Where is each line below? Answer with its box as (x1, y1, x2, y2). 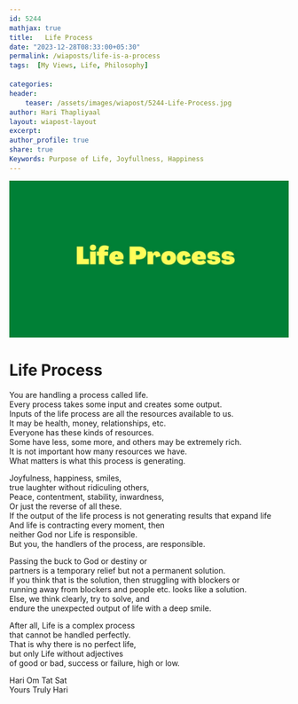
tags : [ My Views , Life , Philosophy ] (9, 61, 149, 70)
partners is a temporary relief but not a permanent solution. (9, 566, 226, 576)
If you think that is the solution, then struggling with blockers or (9, 575, 240, 585)
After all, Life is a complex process (9, 621, 136, 631)
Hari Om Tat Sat (9, 675, 67, 686)
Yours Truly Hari (9, 684, 68, 695)
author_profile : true (9, 136, 90, 145)
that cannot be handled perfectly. (9, 630, 131, 640)
